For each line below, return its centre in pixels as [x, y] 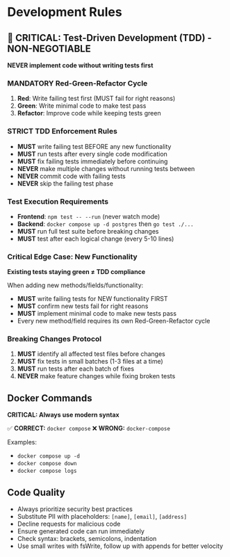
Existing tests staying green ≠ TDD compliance [76, 272]
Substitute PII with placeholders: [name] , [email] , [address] [102, 517]
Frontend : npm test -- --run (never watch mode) [89, 216]
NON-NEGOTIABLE [49, 48]
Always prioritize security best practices [75, 509]
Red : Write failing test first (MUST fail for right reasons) [96, 99]
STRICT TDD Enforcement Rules [63, 131]
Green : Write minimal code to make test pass [82, 106]
